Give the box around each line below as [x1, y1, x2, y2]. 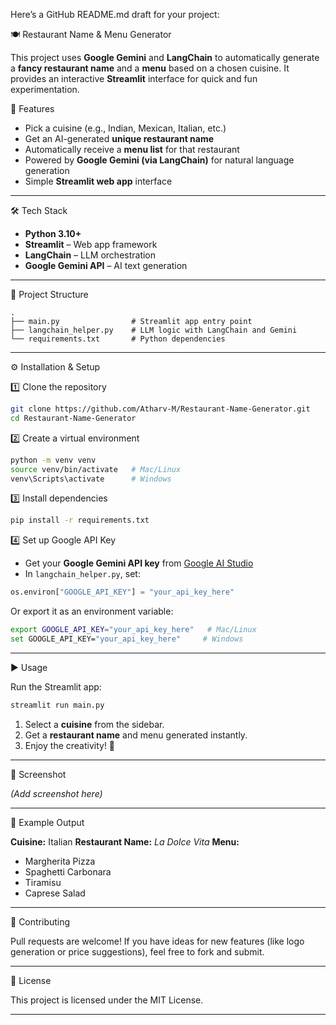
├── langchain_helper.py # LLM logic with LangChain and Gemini [10, 325, 298, 335]
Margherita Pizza [24, 855, 96, 867]
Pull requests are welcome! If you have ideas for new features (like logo [10, 935, 305, 947]
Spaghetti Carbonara [24, 865, 112, 878]
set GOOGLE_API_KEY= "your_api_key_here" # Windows [10, 634, 244, 644]
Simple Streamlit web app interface [24, 175, 173, 187]
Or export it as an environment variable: [10, 605, 174, 618]
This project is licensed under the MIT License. [10, 994, 204, 1006]
